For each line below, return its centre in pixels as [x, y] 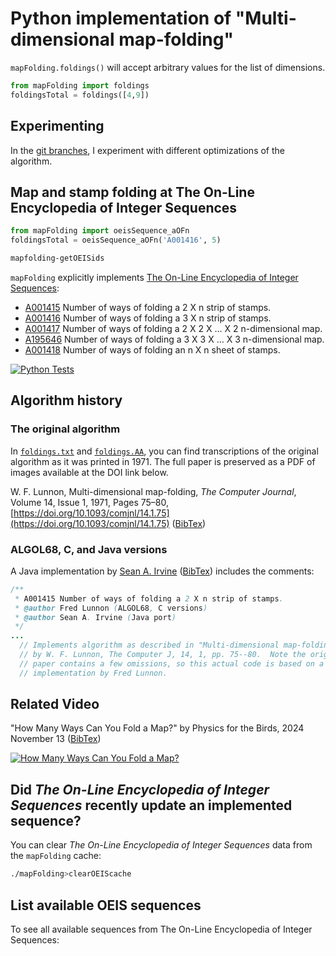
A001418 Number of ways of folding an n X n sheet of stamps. [152, 349]
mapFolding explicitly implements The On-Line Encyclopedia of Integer [154, 277]
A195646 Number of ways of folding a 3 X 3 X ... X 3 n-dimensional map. [174, 339]
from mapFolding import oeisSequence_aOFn [100, 231]
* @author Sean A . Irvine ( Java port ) [95, 617]
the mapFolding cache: [56, 856]
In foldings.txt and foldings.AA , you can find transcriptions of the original [164, 451]
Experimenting [57, 126]
